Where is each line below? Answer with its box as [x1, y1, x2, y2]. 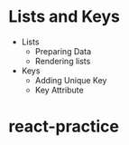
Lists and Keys [8, 6, 121, 27]
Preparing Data [34, 45, 92, 56]
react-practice [8, 116, 119, 137]
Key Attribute [34, 84, 84, 95]
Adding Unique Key [34, 74, 107, 85]
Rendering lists [34, 55, 91, 66]
